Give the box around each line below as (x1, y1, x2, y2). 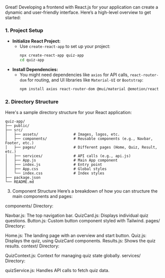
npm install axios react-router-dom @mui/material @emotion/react (19, 86, 159, 92)
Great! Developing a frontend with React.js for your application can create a (5, 4, 159, 10)
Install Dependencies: (12, 67, 58, 73)
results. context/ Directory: (5, 243, 60, 249)
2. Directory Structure (5, 98, 59, 105)
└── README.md (5, 180, 34, 185)
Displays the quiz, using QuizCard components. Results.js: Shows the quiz (5, 238, 156, 244)
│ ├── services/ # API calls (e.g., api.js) (5, 154, 132, 159)
